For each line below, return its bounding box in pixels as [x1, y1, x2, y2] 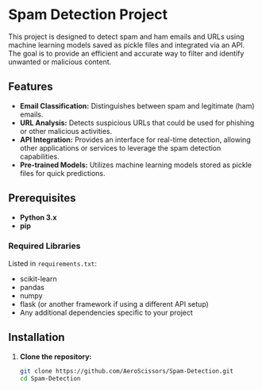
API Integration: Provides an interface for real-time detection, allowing [19, 135, 252, 144]
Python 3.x [19, 212, 57, 222]
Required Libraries [8, 240, 81, 251]
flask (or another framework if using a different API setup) [19, 299, 209, 308]
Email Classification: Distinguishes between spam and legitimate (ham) [19, 101, 256, 110]
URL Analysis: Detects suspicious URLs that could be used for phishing [19, 117, 255, 128]
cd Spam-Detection [19, 374, 81, 382]
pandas [19, 282, 45, 292]
